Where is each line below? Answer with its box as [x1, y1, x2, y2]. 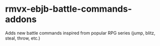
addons [5, 14, 37, 25]
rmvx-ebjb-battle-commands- [5, 3, 132, 15]
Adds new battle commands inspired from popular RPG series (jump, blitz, [5, 30, 156, 36]
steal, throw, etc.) [5, 35, 40, 41]
